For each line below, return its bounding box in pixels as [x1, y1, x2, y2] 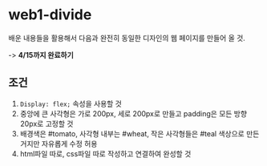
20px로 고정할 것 [19, 119, 74, 128]
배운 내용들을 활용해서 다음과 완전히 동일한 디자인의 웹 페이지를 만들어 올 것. [8, 33, 246, 43]
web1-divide [8, 6, 92, 24]
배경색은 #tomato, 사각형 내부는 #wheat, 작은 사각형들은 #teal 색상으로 [19, 128, 245, 138]
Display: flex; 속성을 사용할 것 [19, 99, 123, 108]
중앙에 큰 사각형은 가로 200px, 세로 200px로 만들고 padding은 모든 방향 [19, 108, 247, 118]
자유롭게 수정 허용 [41, 139, 98, 148]
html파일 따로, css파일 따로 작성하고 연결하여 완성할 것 [19, 148, 192, 158]
